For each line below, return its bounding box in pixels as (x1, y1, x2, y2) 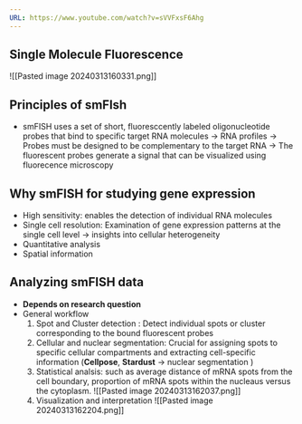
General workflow (22, 308, 90, 319)
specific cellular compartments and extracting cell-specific (35, 346, 256, 358)
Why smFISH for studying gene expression (9, 186, 256, 201)
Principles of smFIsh (9, 97, 127, 112)
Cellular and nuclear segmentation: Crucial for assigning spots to (35, 337, 278, 348)
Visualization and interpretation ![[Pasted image (35, 395, 214, 406)
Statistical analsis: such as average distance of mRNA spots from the (35, 366, 293, 377)
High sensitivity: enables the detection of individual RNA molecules (22, 210, 273, 221)
